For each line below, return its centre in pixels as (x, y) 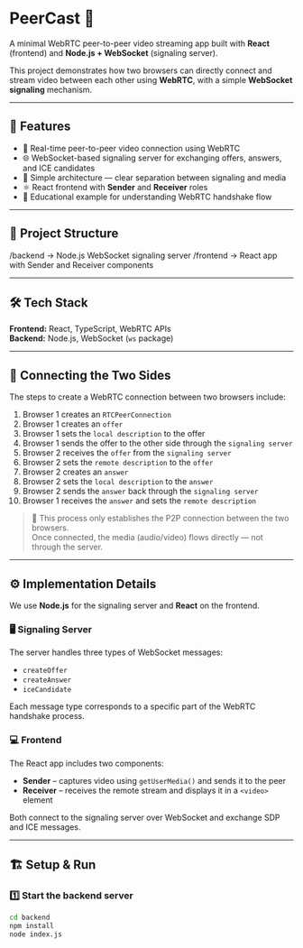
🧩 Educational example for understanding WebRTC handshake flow (147, 197)
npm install (32, 926)
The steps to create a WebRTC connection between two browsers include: (147, 397)
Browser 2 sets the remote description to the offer (118, 463)
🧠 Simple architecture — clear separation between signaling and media (154, 177)
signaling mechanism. (51, 89)
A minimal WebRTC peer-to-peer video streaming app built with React (140, 43)
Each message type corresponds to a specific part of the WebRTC (133, 706)
